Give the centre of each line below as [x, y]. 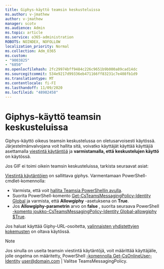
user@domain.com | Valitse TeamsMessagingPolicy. [74, 261]
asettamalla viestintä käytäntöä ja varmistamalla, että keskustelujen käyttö [82, 152]
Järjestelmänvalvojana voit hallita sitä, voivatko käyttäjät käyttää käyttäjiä [79, 146]
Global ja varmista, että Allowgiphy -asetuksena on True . [70, 201]
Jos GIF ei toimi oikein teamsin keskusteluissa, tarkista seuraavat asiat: [77, 166]
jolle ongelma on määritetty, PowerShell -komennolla [59, 256]
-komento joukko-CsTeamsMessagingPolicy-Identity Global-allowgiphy [84, 211]
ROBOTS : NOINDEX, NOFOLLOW [33, 42]
